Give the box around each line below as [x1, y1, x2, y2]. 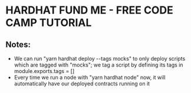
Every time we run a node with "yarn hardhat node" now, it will [14, 74, 166, 81]
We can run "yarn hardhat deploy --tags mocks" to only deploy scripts [14, 55, 186, 62]
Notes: [5, 39, 31, 49]
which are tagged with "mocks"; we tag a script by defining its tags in [14, 61, 183, 68]
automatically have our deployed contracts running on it [14, 80, 150, 87]
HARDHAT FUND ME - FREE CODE [5, 4, 173, 17]
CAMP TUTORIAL [5, 16, 92, 29]
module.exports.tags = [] [14, 68, 75, 74]
